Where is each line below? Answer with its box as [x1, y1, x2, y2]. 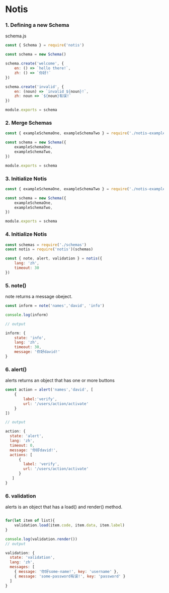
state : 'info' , [14, 335, 46, 340]
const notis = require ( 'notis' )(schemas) [5, 247, 94, 252]
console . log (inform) [5, 312, 49, 317]
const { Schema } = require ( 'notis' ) [5, 43, 84, 48]
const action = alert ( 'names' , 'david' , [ [5, 387, 94, 392]
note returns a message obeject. [5, 294, 73, 300]
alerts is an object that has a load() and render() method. [5, 504, 123, 510]
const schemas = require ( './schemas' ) [5, 242, 87, 247]
